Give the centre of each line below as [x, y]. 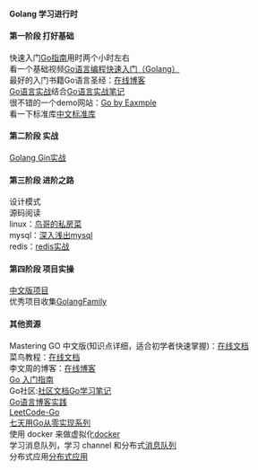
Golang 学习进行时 [43, 13]
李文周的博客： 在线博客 [52, 368]
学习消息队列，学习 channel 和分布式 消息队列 [93, 445]
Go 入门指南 [31, 379]
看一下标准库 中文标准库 [52, 113]
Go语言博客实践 [38, 402]
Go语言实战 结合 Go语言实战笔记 [67, 91]
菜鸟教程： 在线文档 [45, 357]
